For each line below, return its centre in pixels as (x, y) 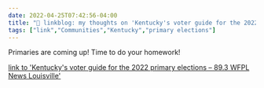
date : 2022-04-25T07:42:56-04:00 (63, 15)
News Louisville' (35, 76)
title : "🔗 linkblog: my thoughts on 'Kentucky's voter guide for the (125, 23)
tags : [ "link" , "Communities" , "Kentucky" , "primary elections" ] (112, 30)
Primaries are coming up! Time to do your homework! (94, 53)
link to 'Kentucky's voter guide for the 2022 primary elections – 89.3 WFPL (129, 68)
